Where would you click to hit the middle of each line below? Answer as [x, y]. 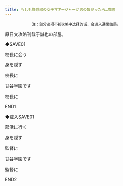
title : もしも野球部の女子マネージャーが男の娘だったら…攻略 [60, 10]
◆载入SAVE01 [20, 117]
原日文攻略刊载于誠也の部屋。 [35, 34]
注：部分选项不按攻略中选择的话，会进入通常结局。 [76, 24]
